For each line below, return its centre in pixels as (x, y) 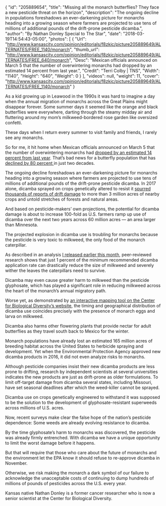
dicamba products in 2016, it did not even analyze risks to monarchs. (75, 357)
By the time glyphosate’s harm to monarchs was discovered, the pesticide (81, 432)
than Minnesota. (22, 225)
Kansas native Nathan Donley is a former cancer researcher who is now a (80, 493)
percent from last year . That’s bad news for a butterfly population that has (81, 158)
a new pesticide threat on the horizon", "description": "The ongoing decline (82, 12)
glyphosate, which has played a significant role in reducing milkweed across (83, 285)
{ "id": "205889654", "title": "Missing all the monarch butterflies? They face (82, 7)
